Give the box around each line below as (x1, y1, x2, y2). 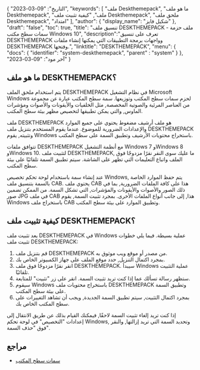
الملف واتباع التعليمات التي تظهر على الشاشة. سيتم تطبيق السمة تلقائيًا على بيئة (7, 156, 183, 163)
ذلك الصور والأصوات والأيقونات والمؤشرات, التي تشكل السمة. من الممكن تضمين (7, 186, 185, 193)
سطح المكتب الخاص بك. (15, 300, 70, 307)
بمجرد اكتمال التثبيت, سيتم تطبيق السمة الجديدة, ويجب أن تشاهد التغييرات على (15, 293, 190, 301)
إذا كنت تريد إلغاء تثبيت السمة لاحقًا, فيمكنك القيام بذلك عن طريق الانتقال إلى (7, 311, 176, 318)
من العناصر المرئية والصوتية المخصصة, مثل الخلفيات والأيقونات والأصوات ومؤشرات (7, 101, 190, 108)
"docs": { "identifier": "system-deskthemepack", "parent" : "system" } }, (7, 49, 183, 56)
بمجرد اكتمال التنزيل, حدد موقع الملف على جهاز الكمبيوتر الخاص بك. (15, 255, 165, 263)
